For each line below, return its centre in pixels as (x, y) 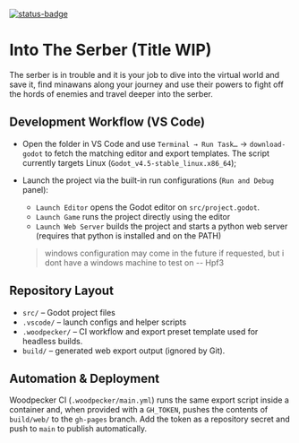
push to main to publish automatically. (78, 429)
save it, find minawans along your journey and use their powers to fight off (146, 84)
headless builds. (52, 341)
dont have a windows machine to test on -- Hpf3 (134, 262)
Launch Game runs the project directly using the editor (133, 216)
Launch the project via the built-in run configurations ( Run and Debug (148, 180)
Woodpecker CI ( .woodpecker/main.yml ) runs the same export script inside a (149, 400)
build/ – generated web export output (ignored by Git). (124, 351)
